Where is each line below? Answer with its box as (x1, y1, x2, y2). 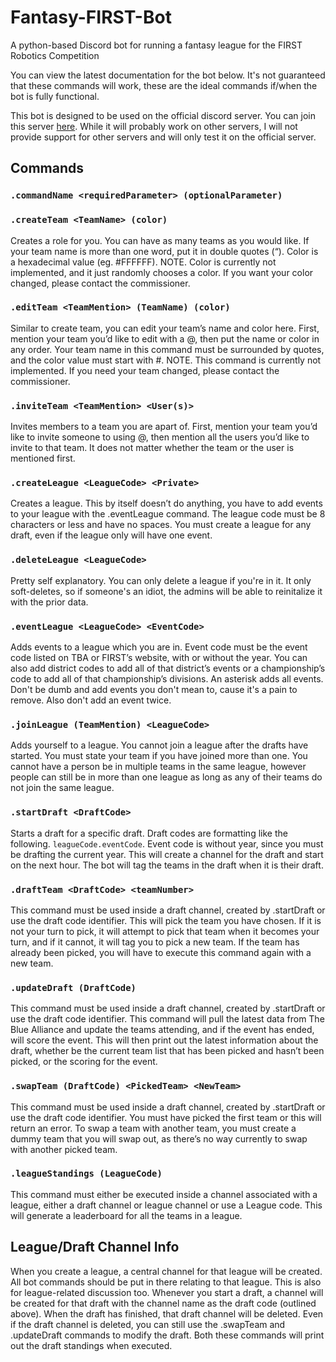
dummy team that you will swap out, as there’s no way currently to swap (10, 1132, 308, 1145)
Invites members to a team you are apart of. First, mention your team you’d (10, 421, 318, 433)
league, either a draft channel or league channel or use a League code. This (10, 1199, 323, 1211)
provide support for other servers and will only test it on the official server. (10, 131, 317, 143)
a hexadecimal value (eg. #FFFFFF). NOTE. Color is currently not (10, 256, 277, 268)
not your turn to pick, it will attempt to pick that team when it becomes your (10, 925, 320, 937)
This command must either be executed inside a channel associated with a (10, 1188, 318, 1200)
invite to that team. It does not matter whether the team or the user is (10, 442, 295, 454)
